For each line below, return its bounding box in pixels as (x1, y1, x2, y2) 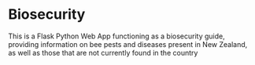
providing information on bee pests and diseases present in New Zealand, (8, 39, 248, 49)
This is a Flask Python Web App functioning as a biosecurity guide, (8, 31, 226, 41)
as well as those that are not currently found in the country (8, 48, 198, 57)
